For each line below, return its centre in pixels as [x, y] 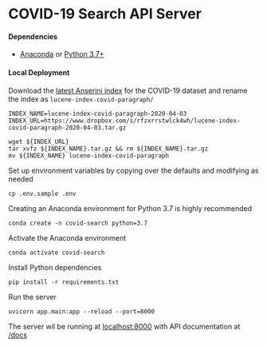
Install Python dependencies [55, 267]
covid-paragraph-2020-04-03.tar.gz [67, 128]
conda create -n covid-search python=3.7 [78, 223]
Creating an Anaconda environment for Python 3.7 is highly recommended [130, 208]
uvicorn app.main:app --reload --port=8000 [82, 311]
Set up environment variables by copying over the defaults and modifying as [133, 170]
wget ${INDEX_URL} [39, 142]
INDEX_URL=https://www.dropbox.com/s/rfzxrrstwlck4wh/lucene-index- [124, 121]
